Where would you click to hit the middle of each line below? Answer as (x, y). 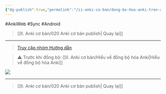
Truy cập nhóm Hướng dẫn (44, 47)
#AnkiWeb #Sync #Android (33, 24)
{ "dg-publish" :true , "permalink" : (40, 10)
